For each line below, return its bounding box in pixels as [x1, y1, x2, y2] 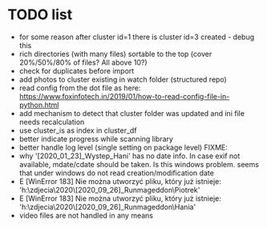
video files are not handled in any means [18, 210, 154, 220]
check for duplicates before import [18, 66, 135, 75]
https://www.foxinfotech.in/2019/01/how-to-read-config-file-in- [18, 91, 230, 101]
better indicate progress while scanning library [18, 134, 174, 143]
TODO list [7, 6, 73, 24]
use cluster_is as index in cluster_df [18, 126, 137, 135]
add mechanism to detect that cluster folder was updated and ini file [18, 108, 245, 118]
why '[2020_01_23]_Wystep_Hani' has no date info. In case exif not [18, 150, 241, 161]
